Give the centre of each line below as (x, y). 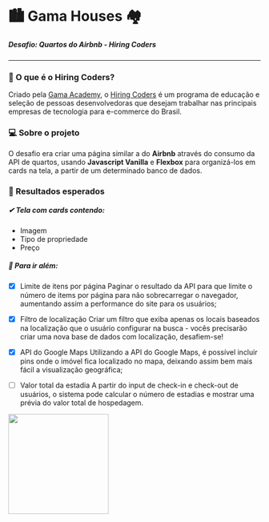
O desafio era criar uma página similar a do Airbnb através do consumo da (132, 153)
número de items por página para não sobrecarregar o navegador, (129, 295)
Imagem (33, 231)
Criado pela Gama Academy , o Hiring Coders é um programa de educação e (134, 94)
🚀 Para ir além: (33, 266)
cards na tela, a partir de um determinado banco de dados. (105, 171)
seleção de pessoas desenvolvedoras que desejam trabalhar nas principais (132, 103)
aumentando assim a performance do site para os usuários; (118, 303)
